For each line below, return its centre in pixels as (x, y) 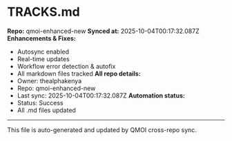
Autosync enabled (43, 52)
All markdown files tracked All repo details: (79, 74)
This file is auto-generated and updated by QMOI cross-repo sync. (102, 130)
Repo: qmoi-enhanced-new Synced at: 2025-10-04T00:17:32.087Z (103, 31)
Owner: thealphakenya (49, 80)
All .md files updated (46, 110)
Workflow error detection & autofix (66, 66)
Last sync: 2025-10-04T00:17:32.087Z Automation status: (101, 95)
